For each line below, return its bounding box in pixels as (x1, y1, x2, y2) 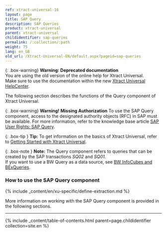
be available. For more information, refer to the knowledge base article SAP (5, 118, 159, 125)
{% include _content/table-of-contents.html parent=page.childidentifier (5, 218, 151, 224)
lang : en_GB (5, 49, 30, 54)
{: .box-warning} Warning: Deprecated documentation (5, 67, 119, 73)
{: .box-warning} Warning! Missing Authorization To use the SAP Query (5, 108, 154, 114)
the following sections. (5, 203, 52, 209)
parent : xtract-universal (5, 30, 59, 35)
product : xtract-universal (5, 26, 61, 31)
